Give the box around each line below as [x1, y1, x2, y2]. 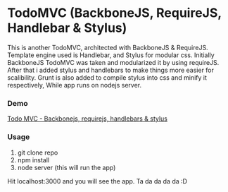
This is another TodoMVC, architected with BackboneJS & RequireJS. [7, 43, 209, 52]
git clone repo [17, 148, 58, 157]
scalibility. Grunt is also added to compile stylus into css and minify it [7, 73, 208, 82]
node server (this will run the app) [17, 163, 116, 172]
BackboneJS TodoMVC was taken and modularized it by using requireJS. [7, 58, 220, 66]
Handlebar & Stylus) [7, 20, 127, 36]
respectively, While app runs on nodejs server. [7, 80, 142, 89]
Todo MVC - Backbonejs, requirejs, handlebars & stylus [7, 114, 167, 123]
